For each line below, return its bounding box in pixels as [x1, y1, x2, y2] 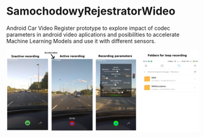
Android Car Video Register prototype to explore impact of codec [6, 24, 170, 32]
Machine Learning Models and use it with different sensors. [6, 37, 156, 44]
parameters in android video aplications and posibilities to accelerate [6, 30, 180, 38]
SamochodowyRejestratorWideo [6, 4, 176, 18]
